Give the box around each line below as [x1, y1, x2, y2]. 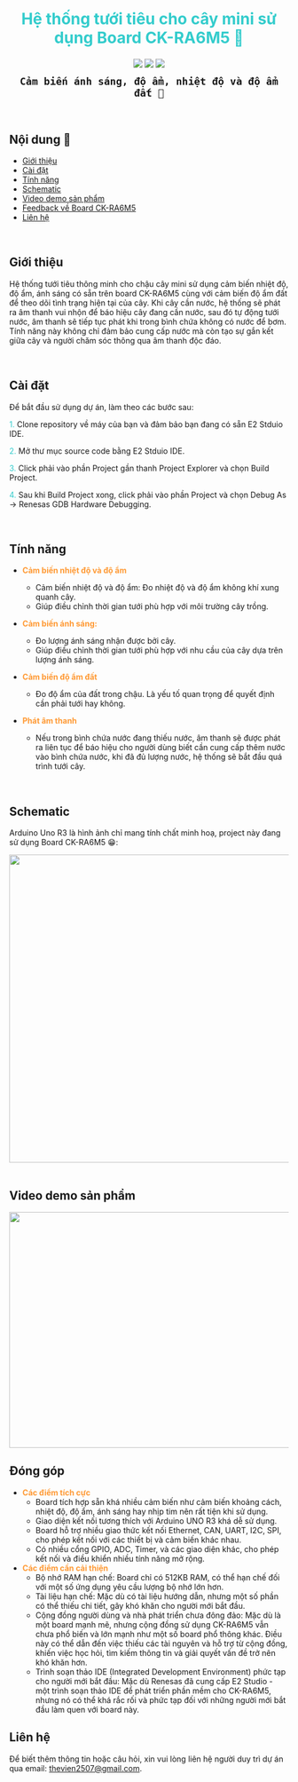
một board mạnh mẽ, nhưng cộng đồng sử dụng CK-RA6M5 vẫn [35, 1619, 269, 1629]
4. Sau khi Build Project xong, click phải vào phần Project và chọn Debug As [9, 489, 286, 500]
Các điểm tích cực [21, 1487, 91, 1498]
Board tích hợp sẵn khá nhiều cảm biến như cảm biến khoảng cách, [35, 1496, 282, 1507]
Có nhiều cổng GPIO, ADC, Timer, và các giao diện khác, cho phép [35, 1543, 279, 1554]
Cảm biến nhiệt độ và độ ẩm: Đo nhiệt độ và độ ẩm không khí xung [35, 582, 279, 593]
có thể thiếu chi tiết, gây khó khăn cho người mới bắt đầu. [35, 1600, 246, 1611]
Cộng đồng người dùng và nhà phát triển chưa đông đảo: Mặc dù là [35, 1610, 281, 1620]
